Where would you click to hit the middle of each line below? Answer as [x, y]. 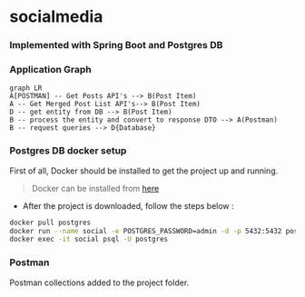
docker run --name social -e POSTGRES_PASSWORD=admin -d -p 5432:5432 [146, 231]
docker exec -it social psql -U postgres [89, 239]
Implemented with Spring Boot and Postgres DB [116, 45]
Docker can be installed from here [95, 188]
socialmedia [56, 17]
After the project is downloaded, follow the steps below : [128, 205]
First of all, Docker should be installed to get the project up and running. [144, 171]
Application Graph [51, 70]
